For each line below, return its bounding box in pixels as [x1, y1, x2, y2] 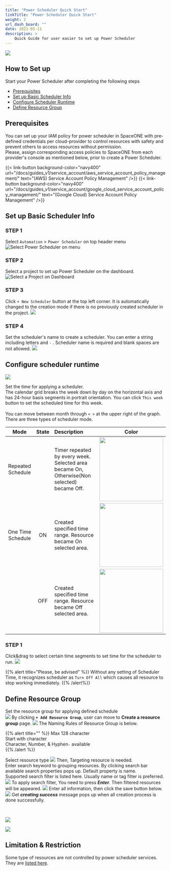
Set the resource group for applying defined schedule [5, 708, 118, 714]
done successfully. [5, 797, 45, 803]
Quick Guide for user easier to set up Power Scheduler [14, 36, 136, 41]
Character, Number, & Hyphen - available [5, 741, 91, 747]
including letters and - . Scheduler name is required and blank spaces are [5, 339, 159, 346]
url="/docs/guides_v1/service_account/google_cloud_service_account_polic [5, 186, 164, 192]
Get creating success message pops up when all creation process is [11, 792, 156, 797]
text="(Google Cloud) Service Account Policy [42, 191, 137, 197]
